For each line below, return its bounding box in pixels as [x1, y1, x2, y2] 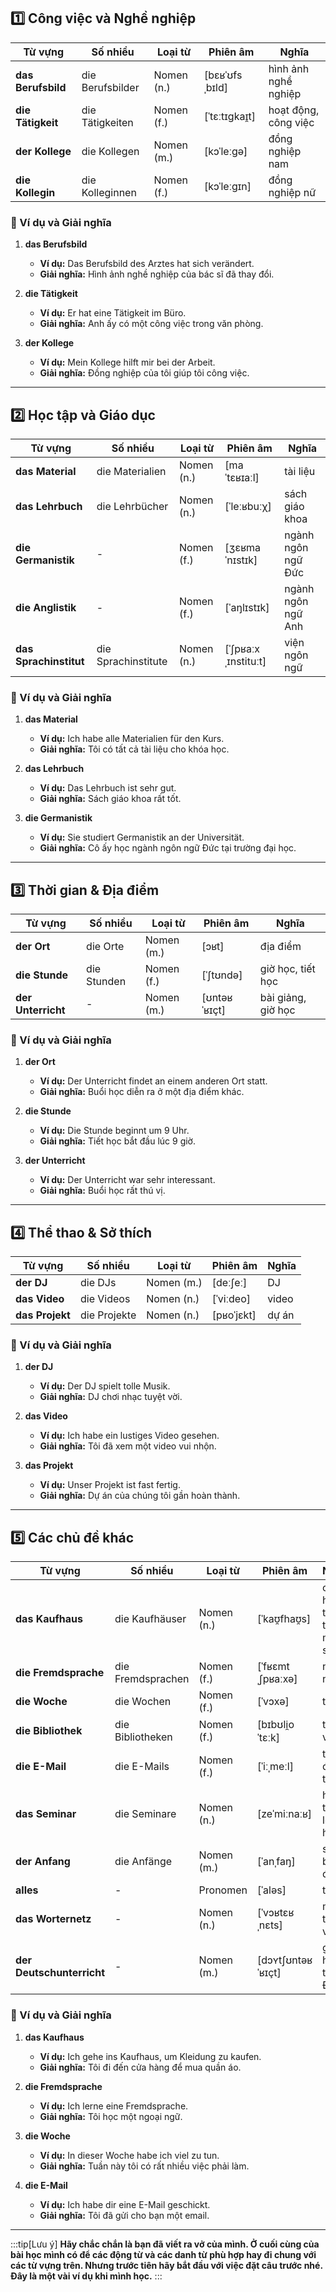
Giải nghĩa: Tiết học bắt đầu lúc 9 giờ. [39, 1135, 196, 1147]
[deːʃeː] [211, 1276, 248, 1290]
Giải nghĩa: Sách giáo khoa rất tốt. [39, 793, 182, 805]
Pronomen [198, 1883, 248, 1897]
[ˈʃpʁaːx [224, 641, 260, 655]
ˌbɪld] [203, 80, 228, 94]
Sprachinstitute [96, 654, 168, 668]
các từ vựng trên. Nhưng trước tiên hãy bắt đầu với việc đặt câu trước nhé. [10, 2259, 323, 2271]
